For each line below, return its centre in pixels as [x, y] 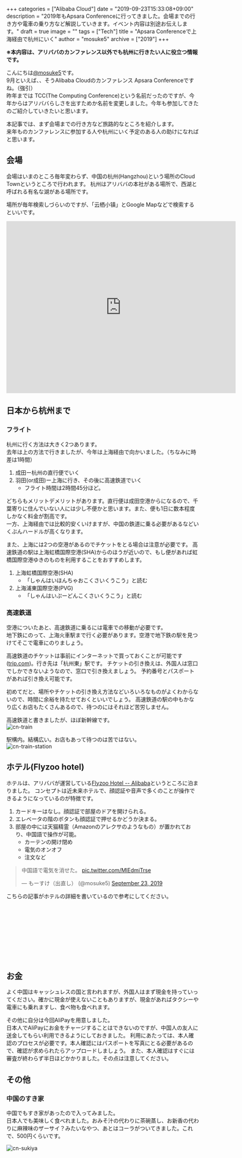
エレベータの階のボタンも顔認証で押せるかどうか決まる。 [87, 818]
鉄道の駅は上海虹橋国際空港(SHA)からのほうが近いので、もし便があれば [102, 552]
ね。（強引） [21, 88]
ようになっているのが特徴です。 [57, 798]
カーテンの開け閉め [49, 842]
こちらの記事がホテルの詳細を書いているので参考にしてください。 [89, 896]
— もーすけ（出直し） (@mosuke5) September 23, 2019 [92, 883]
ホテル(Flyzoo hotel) [45, 767]
